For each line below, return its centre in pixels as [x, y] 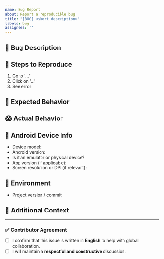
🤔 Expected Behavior [37, 102]
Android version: [29, 152]
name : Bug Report [23, 10]
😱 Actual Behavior [34, 119]
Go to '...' [21, 76]
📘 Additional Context [37, 210]
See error [22, 87]
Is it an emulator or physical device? [48, 157]
